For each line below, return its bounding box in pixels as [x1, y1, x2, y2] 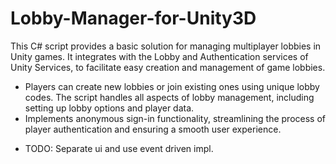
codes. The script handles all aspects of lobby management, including [24, 91, 315, 103]
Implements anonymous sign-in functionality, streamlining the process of [24, 112, 326, 124]
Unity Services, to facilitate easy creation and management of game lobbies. [10, 61, 326, 73]
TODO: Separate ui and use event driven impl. [24, 142, 214, 154]
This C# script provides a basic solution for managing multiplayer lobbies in [10, 40, 322, 52]
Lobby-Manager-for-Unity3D [10, 7, 257, 30]
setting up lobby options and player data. [24, 102, 195, 114]
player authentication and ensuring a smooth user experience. [24, 123, 282, 135]
